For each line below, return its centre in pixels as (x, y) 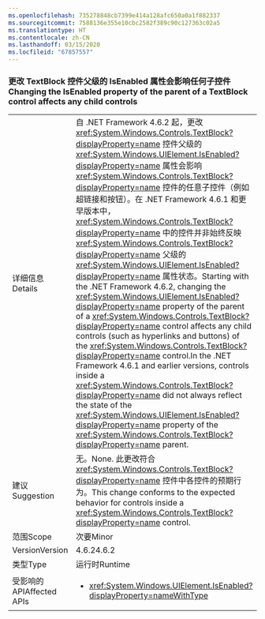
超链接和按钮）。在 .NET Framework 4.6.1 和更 (161, 200)
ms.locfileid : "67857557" (50, 52)
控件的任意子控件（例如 (206, 188)
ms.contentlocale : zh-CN (49, 38)
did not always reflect (202, 396)
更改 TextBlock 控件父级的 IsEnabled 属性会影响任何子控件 (119, 81)
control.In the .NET (197, 356)
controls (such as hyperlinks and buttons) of (158, 336)
